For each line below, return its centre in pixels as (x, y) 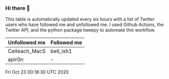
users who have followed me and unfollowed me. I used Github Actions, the (85, 24)
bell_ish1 (61, 51)
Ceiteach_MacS (27, 51)
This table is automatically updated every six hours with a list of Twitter (80, 19)
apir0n (16, 60)
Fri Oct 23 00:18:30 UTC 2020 (37, 72)
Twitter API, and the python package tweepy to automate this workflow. (80, 30)
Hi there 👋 (18, 8)
